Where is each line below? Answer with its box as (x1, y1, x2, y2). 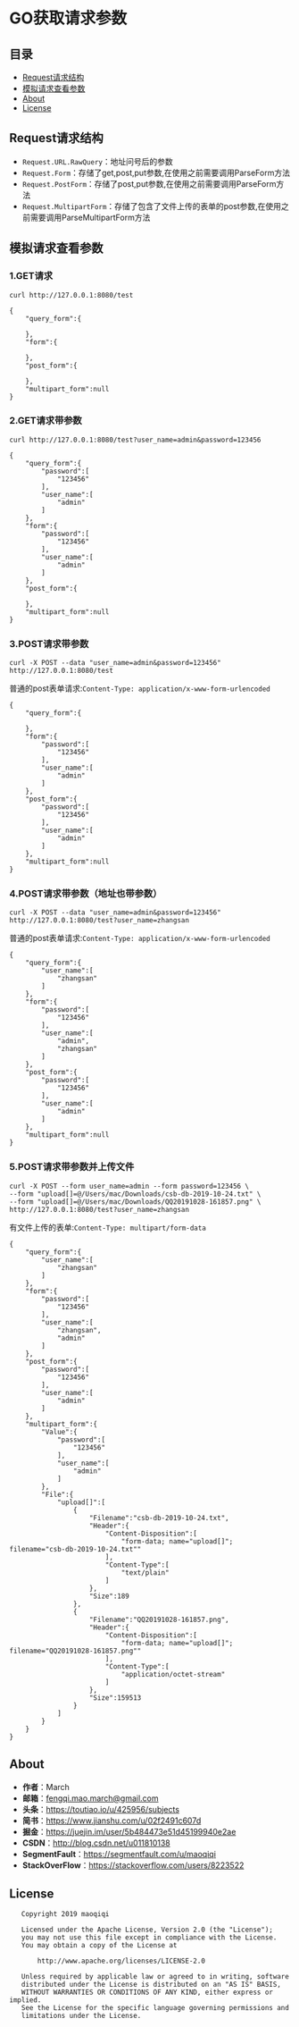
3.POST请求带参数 (9, 637, 89, 650)
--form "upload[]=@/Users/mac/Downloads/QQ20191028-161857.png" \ (9, 1197, 262, 1207)
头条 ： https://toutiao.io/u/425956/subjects (21, 1804, 180, 1814)
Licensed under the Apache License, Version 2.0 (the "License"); (21, 1925, 274, 1935)
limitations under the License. (21, 2012, 142, 2021)
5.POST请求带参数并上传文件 (9, 1161, 135, 1173)
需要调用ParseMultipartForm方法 (29, 212, 151, 223)
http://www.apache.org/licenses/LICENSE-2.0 (37, 1956, 205, 1966)
